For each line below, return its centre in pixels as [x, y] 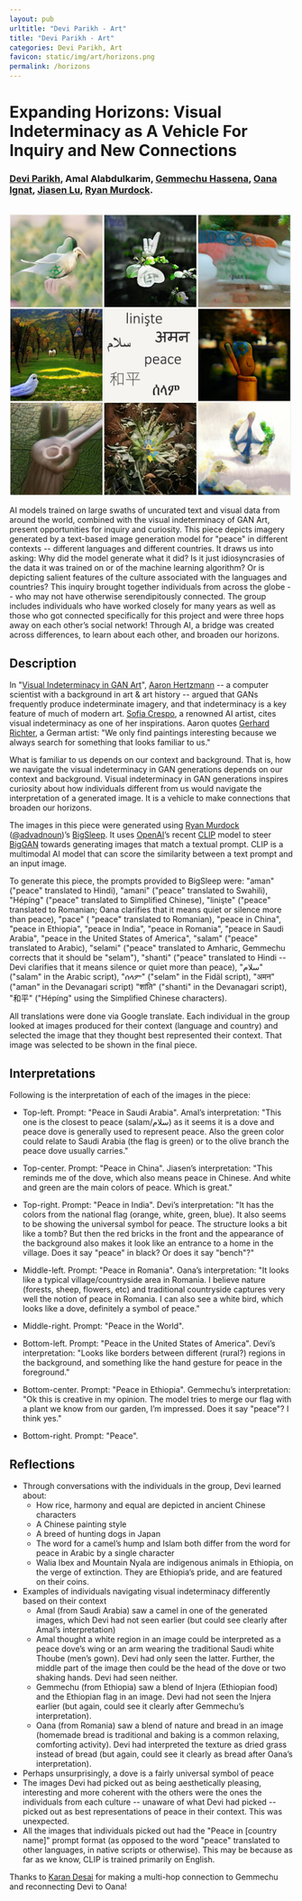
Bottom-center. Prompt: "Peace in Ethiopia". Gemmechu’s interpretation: [156, 1390]
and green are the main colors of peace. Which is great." [127, 1188]
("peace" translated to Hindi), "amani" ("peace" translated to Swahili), [139, 891]
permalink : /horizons [50, 67]
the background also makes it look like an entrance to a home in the [148, 1243]
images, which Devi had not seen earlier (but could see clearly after [161, 1620]
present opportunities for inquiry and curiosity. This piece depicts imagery [147, 530]
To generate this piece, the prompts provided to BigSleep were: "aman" [142, 881]
